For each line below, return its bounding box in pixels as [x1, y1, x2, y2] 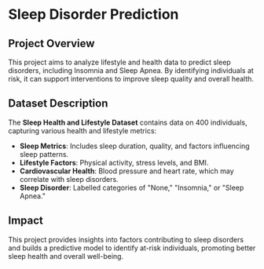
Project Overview [8, 37, 95, 50]
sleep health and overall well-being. [8, 251, 124, 260]
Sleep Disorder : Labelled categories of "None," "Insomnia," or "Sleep [19, 183, 244, 192]
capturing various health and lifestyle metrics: [8, 125, 157, 135]
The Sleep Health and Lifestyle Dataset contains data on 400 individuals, [8, 118, 247, 127]
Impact [8, 214, 43, 227]
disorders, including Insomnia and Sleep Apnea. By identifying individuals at [8, 66, 254, 75]
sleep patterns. [19, 149, 69, 158]
